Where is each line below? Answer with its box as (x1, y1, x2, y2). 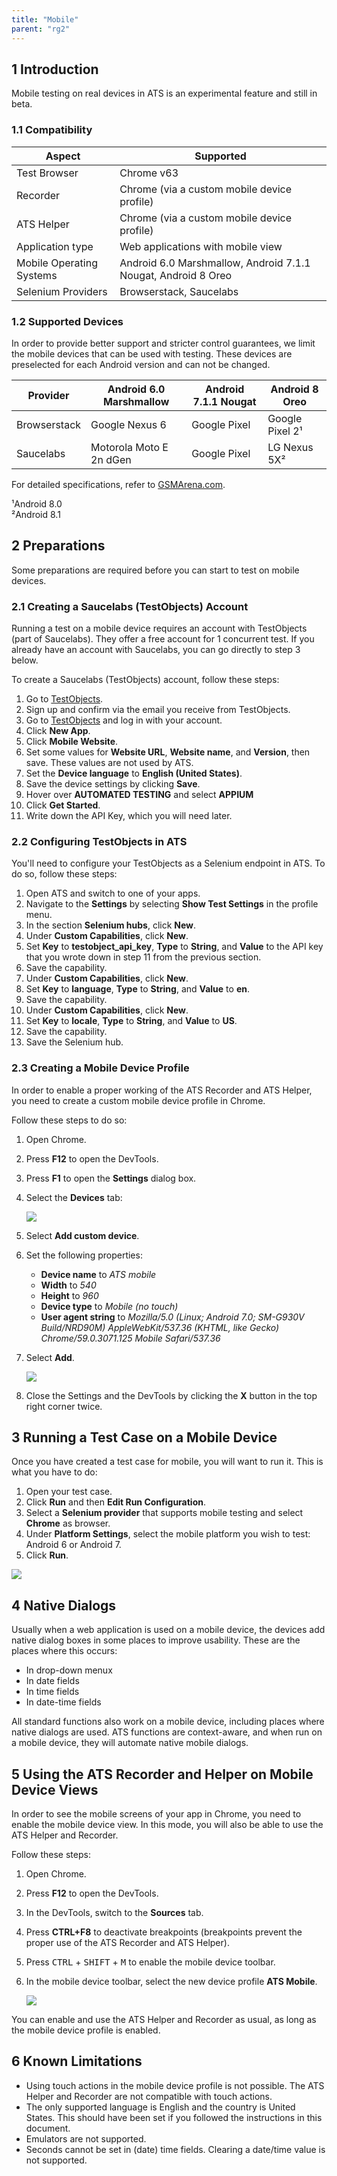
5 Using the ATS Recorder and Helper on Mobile (11, 1766, 314, 1783)
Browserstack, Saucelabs (119, 284, 239, 298)
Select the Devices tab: (25, 1191, 123, 1203)
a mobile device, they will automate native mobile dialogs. (11, 1737, 249, 1749)
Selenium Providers (16, 284, 108, 298)
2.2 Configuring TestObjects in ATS (11, 834, 188, 848)
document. (25, 2122, 71, 2134)
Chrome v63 (119, 166, 179, 180)
